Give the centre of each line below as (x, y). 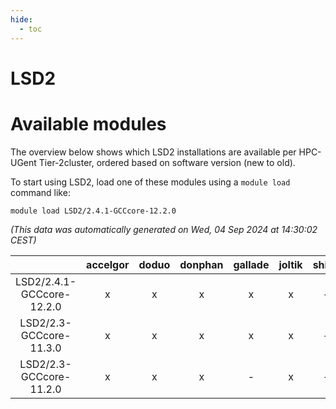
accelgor (108, 264)
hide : (21, 19)
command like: (40, 192)
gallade (251, 264)
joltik (290, 264)
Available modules (88, 123)
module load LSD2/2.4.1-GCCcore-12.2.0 (93, 211)
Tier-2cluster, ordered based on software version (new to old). (167, 162)
